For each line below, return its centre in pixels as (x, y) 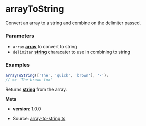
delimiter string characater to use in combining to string (71, 52)
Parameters (20, 36)
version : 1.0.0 (27, 109)
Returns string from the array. (36, 89)
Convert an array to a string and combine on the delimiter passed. (73, 23)
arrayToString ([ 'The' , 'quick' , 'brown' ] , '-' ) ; (57, 75)
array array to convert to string (45, 47)
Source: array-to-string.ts (39, 119)
